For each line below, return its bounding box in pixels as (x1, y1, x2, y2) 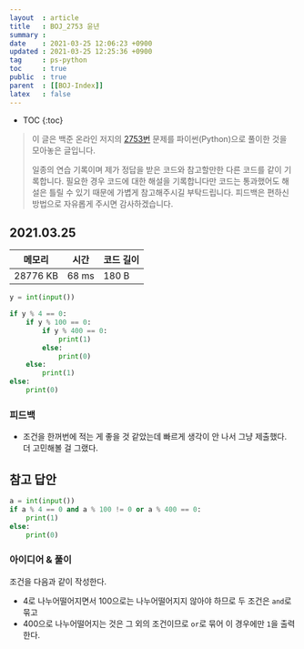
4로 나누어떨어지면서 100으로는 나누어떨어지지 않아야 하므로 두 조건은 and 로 (22, 595, 292, 606)
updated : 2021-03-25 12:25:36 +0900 (9, 47, 153, 56)
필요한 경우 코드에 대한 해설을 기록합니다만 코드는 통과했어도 (66, 175, 280, 187)
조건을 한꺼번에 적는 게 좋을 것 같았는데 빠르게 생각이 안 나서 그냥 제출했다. (22, 431, 288, 442)
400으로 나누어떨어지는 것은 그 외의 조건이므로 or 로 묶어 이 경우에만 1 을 (22, 618, 279, 629)
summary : (9, 30, 47, 39)
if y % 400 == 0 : (42, 326, 107, 335)
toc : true (9, 65, 67, 74)
